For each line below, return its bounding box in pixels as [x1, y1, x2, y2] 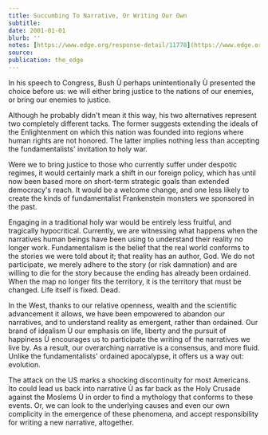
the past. [8, 202, 37, 211]
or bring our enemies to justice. [8, 95, 112, 104]
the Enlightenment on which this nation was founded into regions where [8, 127, 244, 136]
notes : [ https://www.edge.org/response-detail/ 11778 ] [8, 41, 191, 49]
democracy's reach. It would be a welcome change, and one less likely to [8, 185, 250, 194]
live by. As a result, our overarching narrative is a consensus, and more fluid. [8, 343, 260, 352]
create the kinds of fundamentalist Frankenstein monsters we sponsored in [8, 193, 254, 203]
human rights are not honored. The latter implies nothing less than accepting [8, 135, 260, 145]
